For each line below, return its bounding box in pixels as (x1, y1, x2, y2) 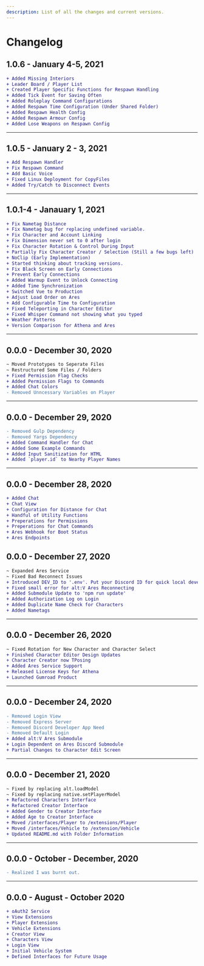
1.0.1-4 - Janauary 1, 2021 (6, 205, 105, 215)
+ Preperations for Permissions (6, 518, 88, 524)
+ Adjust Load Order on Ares (6, 294, 80, 300)
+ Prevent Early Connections (6, 271, 80, 278)
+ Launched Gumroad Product (6, 674, 78, 681)
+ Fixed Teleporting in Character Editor (6, 306, 113, 312)
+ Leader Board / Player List (6, 81, 83, 87)
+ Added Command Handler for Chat (6, 439, 94, 446)
